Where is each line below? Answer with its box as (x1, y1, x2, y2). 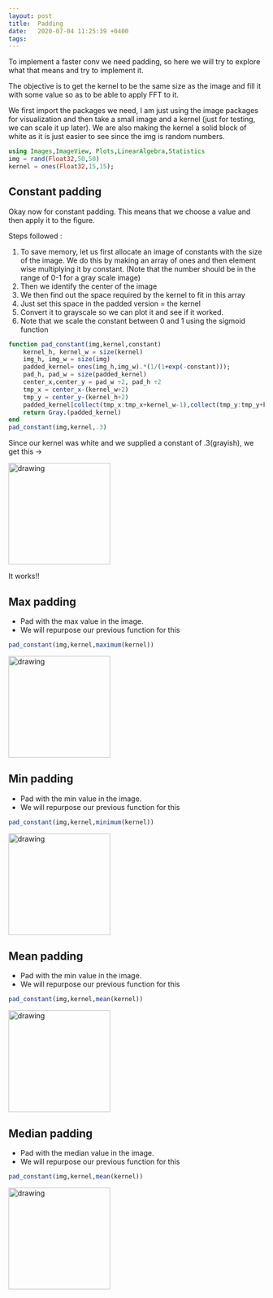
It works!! (8, 571, 40, 581)
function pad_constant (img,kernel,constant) (8, 340, 162, 348)
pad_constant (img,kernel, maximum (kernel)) (8, 641, 154, 649)
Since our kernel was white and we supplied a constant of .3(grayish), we (8, 438, 254, 448)
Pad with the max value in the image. (19, 616, 144, 626)
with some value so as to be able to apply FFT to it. (8, 90, 179, 100)
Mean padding (8, 949, 84, 963)
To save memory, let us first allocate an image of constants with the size (19, 246, 262, 256)
